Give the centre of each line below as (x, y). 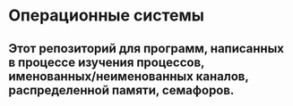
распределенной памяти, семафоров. (121, 90)
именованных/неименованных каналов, (129, 76)
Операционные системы (107, 16)
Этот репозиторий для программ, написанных (146, 49)
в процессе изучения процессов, (107, 62)
